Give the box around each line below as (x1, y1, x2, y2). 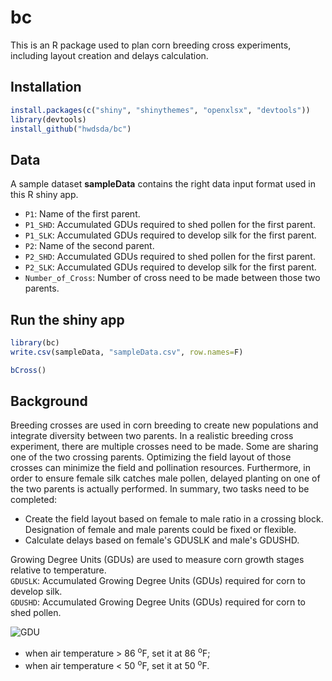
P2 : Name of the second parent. (24, 240, 155, 252)
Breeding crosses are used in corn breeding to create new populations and (10, 419, 319, 431)
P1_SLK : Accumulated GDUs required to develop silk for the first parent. (24, 229, 317, 241)
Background (10, 393, 88, 410)
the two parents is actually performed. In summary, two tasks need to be (10, 483, 310, 495)
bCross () (10, 365, 47, 375)
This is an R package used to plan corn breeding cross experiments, (10, 39, 292, 51)
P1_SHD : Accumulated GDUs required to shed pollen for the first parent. (24, 219, 316, 231)
